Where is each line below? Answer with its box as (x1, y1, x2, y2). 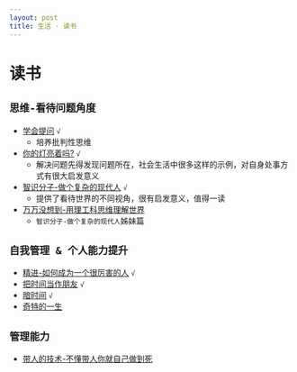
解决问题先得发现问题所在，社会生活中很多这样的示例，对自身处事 (35, 159, 281, 169)
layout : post (9, 13, 58, 23)
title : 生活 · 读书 (9, 22, 77, 31)
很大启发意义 (51, 170, 100, 181)
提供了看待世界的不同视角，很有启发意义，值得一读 (35, 193, 226, 204)
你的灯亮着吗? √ (22, 148, 81, 159)
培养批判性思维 (35, 136, 92, 147)
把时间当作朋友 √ (22, 278, 85, 289)
